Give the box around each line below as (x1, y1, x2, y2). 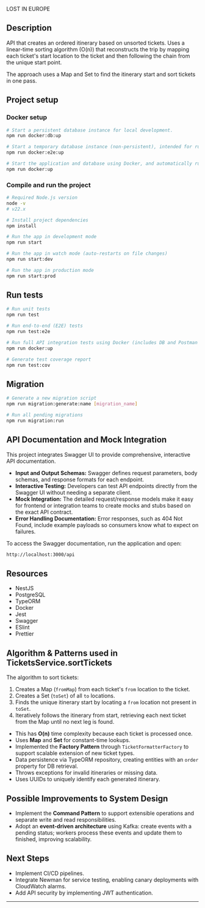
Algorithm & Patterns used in (6, 648, 118, 658)
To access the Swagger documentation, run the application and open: (6, 539, 182, 547)
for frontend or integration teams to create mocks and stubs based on (15, 501, 191, 509)
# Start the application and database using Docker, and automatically (6, 160, 192, 167)
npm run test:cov (6, 362, 51, 368)
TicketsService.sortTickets (6, 658, 113, 668)
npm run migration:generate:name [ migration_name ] (6, 401, 138, 407)
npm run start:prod (6, 272, 56, 279)
